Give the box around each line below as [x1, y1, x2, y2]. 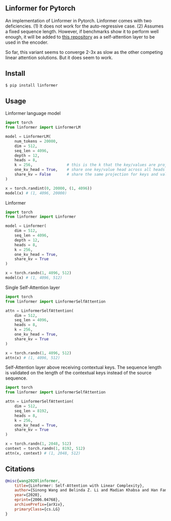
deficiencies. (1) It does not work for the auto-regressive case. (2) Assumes [5, 23, 164, 29]
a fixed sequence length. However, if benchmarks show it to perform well [5, 28, 159, 35]
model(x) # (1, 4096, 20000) [5, 190, 67, 195]
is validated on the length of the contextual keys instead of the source [5, 370, 152, 376]
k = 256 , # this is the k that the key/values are [14, 162, 156, 167]
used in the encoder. [5, 39, 48, 45]
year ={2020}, [14, 493, 42, 498]
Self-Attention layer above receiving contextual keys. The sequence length [5, 364, 162, 370]
